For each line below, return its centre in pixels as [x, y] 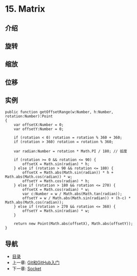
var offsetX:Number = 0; [39, 125]
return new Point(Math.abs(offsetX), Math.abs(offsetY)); [73, 223]
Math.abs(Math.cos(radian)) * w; [39, 177]
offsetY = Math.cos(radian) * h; [56, 181]
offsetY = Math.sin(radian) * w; [56, 211]
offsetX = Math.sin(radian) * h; [56, 164]
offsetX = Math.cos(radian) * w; [56, 189]
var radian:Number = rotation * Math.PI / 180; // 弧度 [70, 151]
